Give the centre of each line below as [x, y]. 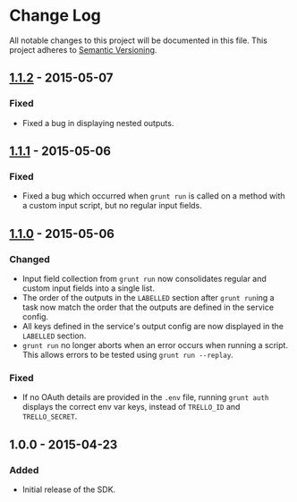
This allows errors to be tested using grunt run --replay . [128, 355]
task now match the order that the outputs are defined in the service [148, 307]
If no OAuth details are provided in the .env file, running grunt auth [145, 397]
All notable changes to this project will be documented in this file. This [139, 40]
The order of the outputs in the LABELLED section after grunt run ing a [148, 298]
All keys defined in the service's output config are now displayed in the [153, 326]
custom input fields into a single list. [88, 288]
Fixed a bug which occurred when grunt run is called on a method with [153, 196]
